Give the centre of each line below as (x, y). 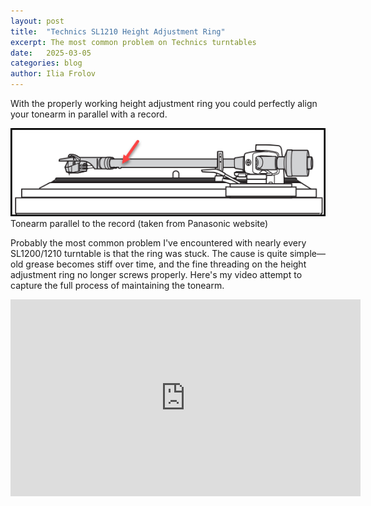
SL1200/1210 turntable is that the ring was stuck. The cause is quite (149, 253)
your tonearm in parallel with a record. (89, 114)
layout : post (37, 21)
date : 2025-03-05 (51, 53)
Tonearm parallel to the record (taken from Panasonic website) (139, 223)
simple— (307, 253)
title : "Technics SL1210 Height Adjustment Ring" (118, 31)
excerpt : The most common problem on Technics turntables (133, 42)
